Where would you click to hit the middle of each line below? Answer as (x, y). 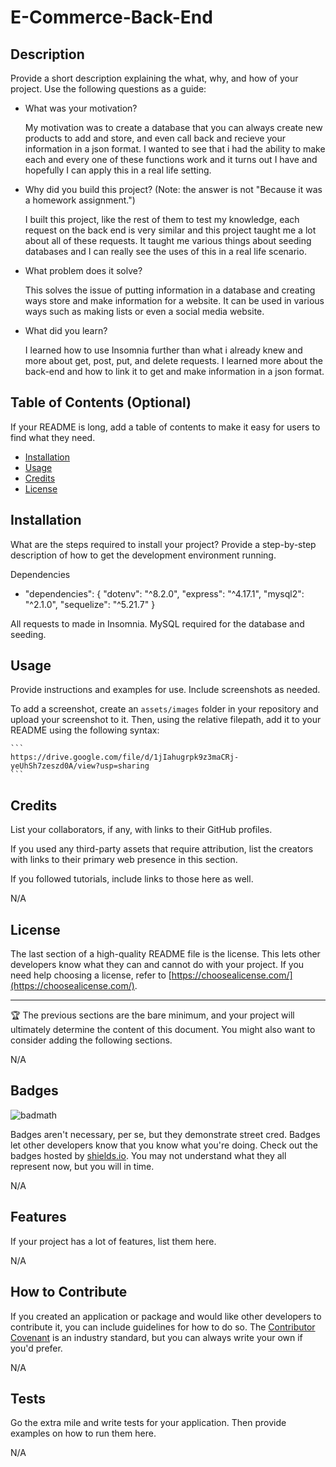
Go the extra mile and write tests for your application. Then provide (148, 1423)
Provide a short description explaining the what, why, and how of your (154, 78)
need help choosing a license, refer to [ (91, 975)
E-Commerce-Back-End (111, 17)
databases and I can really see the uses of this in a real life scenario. (165, 251)
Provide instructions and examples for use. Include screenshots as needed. (165, 690)
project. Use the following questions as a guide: (108, 89)
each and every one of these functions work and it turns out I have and (171, 159)
